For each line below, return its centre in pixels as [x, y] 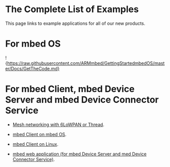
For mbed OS [33, 44]
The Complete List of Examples [72, 9]
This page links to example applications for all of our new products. [75, 23]
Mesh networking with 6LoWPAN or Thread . [58, 124]
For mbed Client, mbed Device [70, 89]
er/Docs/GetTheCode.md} [32, 68]
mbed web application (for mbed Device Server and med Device [79, 154]
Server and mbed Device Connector [82, 100]
